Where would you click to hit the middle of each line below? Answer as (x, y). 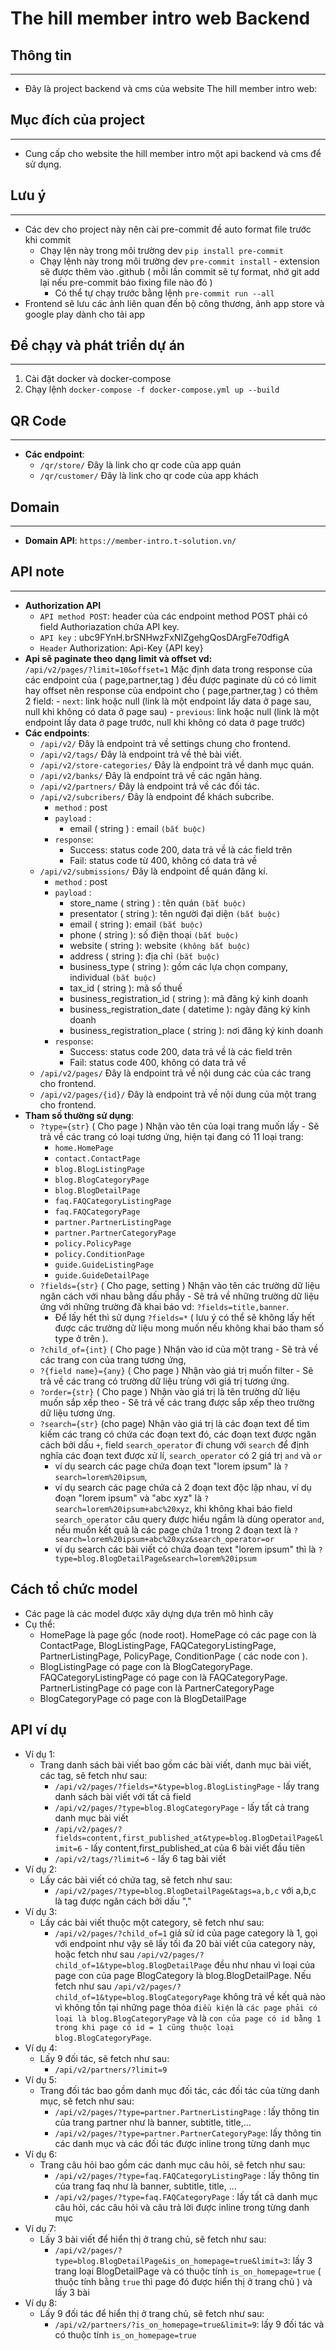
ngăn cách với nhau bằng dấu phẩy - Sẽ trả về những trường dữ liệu (179, 1296)
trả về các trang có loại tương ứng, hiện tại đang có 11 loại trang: (171, 1136)
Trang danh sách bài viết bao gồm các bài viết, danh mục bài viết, (175, 1764)
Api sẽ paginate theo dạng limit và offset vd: (118, 658)
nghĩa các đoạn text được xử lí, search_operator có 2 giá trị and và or (181, 1455)
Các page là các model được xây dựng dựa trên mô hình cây (149, 1613)
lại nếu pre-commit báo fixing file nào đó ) (126, 282)
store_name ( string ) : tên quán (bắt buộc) (158, 903)
